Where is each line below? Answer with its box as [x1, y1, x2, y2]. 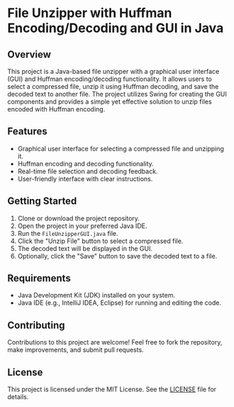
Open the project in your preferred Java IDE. [17, 222, 147, 230]
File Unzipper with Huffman [7, 5, 172, 21]
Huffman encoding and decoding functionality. [17, 159, 154, 168]
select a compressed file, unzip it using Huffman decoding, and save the [7, 82, 219, 90]
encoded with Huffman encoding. [7, 105, 106, 113]
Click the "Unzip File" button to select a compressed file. [17, 237, 184, 245]
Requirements [7, 272, 71, 285]
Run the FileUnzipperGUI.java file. [17, 229, 118, 237]
